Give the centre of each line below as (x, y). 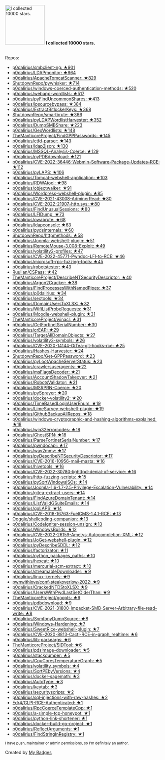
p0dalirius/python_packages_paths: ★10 (53, 556)
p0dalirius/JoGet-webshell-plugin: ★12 (52, 540)
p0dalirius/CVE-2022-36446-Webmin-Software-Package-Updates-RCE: (86, 162)
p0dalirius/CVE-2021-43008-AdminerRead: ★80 (62, 199)
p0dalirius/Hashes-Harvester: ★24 (48, 351)
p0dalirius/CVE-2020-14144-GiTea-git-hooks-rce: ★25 (68, 346)
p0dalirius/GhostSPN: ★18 (39, 435)
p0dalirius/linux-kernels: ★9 (41, 577)
